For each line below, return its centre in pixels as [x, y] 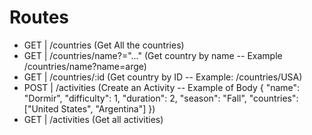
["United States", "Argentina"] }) [89, 108]
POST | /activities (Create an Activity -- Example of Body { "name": [162, 87]
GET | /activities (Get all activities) [93, 119]
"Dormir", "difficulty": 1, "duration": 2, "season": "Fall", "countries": [161, 98]
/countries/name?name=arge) [85, 66]
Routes [39, 17]
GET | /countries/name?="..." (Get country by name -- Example [153, 55]
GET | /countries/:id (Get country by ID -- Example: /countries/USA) [163, 77]
